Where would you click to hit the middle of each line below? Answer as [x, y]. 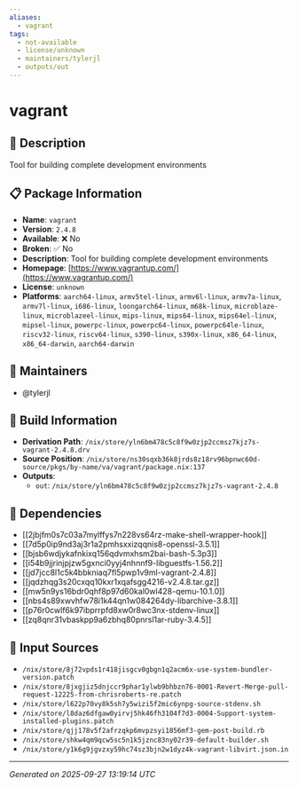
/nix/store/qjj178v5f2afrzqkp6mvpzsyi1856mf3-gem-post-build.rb [143, 730]
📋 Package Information [76, 194]
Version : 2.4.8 [49, 229]
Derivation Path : [52, 442]
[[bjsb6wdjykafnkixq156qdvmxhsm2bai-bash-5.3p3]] [119, 554]
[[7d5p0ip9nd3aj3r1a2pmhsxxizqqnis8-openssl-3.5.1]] [121, 544]
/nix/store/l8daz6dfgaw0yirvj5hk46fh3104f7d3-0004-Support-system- [149, 713]
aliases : [25, 17]
